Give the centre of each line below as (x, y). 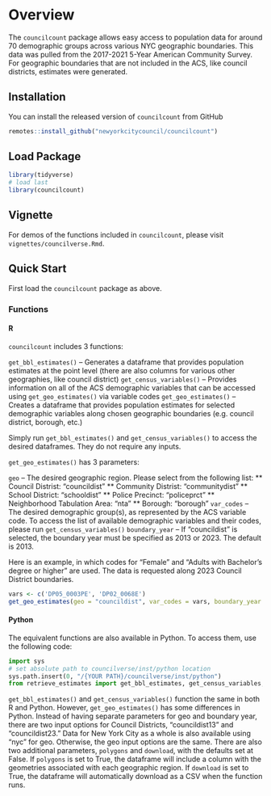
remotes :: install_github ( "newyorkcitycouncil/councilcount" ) (113, 131)
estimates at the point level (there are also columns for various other (122, 370)
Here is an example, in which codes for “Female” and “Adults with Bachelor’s (135, 562)
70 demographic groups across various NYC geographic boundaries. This (131, 45)
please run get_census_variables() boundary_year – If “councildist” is (123, 529)
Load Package (45, 156)
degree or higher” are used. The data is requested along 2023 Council (125, 571)
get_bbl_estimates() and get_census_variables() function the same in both (134, 699)
